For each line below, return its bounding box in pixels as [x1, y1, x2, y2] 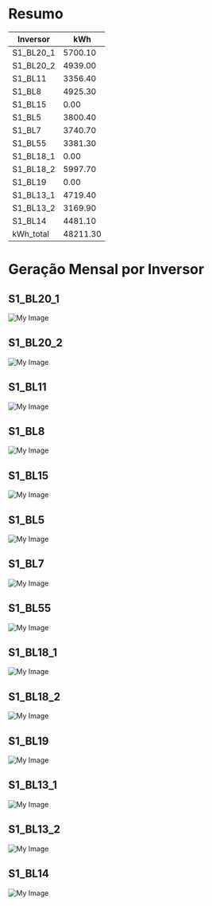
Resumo [8, 5, 64, 23]
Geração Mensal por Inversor [8, 261, 205, 279]
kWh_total [12, 228, 50, 239]
